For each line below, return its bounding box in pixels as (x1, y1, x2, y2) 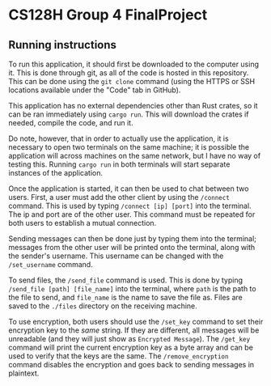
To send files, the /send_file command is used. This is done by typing (8, 275, 243, 285)
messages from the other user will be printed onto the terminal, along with (8, 243, 256, 252)
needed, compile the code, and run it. (8, 118, 133, 127)
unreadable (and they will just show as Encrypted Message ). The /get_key (8, 334, 251, 343)
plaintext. (8, 368, 40, 378)
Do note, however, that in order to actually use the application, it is (8, 134, 229, 143)
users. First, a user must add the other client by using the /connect (8, 193, 231, 201)
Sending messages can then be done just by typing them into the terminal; (8, 234, 257, 244)
